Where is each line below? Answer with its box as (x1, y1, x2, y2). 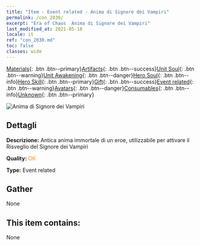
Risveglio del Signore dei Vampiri (6, 143, 88, 150)
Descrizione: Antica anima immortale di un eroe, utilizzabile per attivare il (6, 136, 190, 143)
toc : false (6, 43, 34, 49)
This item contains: (6, 217, 81, 228)
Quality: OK (6, 154, 36, 162)
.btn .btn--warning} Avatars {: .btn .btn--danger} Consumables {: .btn (6, 84, 174, 92)
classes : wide (6, 49, 42, 55)
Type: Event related (6, 166, 56, 174)
